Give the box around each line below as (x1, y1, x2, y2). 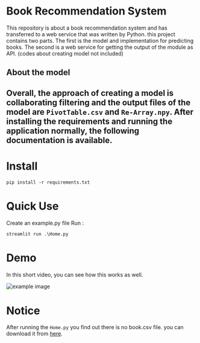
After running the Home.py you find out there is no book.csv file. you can (6, 324, 184, 331)
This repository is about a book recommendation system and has (6, 24, 167, 31)
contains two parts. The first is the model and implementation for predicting (6, 37, 194, 44)
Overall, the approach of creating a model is (6, 88, 174, 98)
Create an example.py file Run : (6, 219, 84, 226)
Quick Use (6, 199, 59, 213)
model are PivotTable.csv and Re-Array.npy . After (6, 107, 194, 117)
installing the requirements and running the (6, 116, 173, 126)
